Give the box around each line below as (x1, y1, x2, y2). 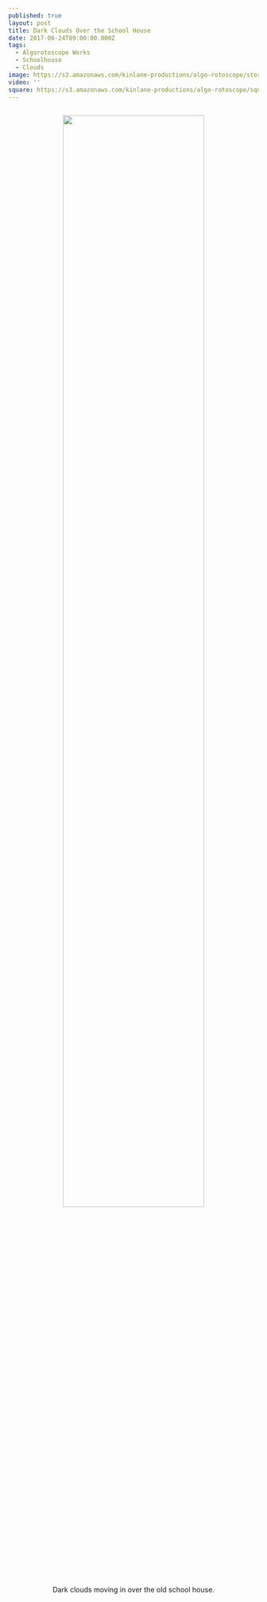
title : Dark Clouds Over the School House (8, 26, 151, 34)
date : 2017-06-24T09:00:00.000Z (8, 33, 115, 42)
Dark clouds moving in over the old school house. (52, 1585, 215, 1595)
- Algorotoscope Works (15, 49, 91, 57)
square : (8, 85, 34, 94)
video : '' (8, 78, 41, 86)
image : (8, 71, 30, 79)
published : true (8, 11, 62, 20)
